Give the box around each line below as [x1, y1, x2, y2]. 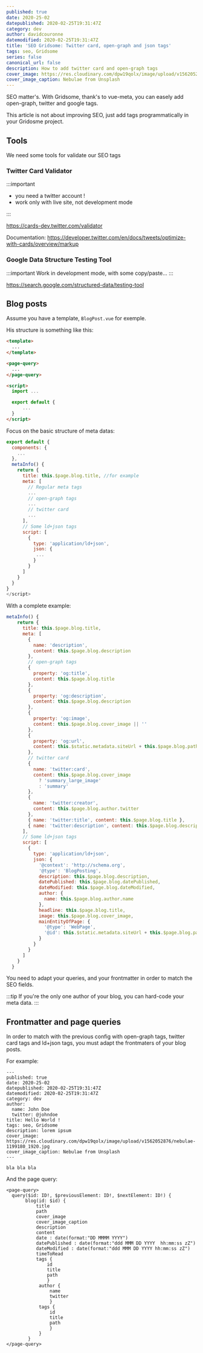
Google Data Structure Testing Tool [6, 255, 112, 264]
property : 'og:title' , [33, 670, 91, 676]
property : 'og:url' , [33, 738, 85, 744]
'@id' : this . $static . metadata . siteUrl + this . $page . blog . [44, 930, 193, 936]
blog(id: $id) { [25, 1198, 66, 1204]
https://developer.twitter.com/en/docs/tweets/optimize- [47, 234, 186, 241]
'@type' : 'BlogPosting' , [38, 868, 101, 874]
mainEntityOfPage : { [38, 919, 91, 925]
